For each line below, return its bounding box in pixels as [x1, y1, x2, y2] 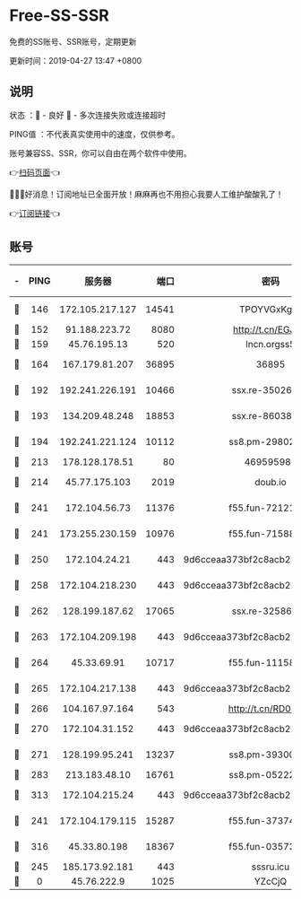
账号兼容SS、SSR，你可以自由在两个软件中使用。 [9, 147, 192, 158]
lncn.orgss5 [245, 337, 296, 350]
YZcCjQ [254, 875, 288, 887]
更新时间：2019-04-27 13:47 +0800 [9, 55, 142, 65]
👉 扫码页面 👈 [9, 167, 61, 178]
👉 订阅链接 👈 [9, 207, 61, 218]
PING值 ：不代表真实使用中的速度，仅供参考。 [9, 128, 180, 139]
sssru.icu [251, 860, 290, 873]
